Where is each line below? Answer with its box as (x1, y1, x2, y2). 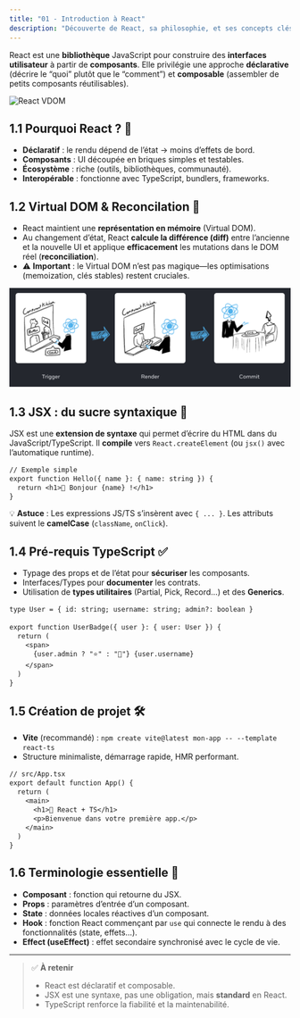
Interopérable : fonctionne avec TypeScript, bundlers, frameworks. (21, 173, 270, 184)
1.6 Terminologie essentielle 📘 (9, 865, 179, 880)
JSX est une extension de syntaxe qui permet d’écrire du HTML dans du (9, 429, 278, 439)
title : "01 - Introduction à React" (9, 14, 146, 23)
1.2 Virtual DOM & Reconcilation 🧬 (9, 199, 201, 214)
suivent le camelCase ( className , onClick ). (9, 518, 168, 529)
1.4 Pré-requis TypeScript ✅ (9, 544, 168, 559)
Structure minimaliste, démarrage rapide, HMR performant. (21, 751, 239, 762)
